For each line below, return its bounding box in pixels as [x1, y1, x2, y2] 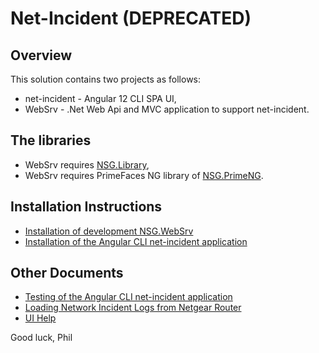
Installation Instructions [10, 198, 163, 216]
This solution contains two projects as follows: [10, 73, 202, 85]
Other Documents [10, 265, 124, 282]
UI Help [24, 312, 57, 324]
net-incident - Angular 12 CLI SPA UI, [24, 93, 177, 104]
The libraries [10, 132, 92, 149]
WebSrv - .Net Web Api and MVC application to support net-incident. [24, 103, 310, 115]
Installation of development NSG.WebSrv [24, 225, 194, 237]
